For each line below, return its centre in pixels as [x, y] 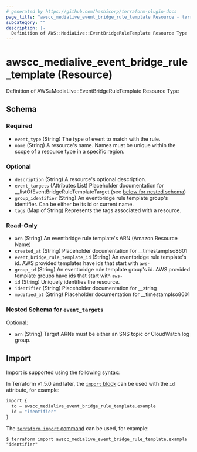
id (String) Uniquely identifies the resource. [67, 282]
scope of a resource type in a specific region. [69, 151]
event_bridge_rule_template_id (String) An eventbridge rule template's [100, 257]
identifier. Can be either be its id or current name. [74, 204]
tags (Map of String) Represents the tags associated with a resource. [98, 210]
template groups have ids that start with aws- [69, 276]
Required [19, 126]
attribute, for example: [33, 390]
